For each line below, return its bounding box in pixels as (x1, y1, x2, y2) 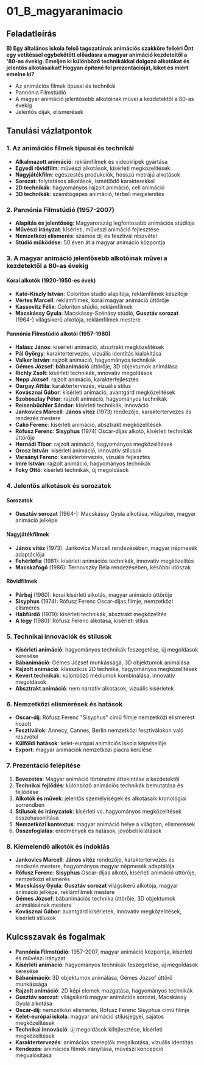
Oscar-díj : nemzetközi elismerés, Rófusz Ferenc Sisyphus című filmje (15, 1006, 190, 1013)
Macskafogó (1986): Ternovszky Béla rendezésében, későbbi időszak (15, 563, 191, 571)
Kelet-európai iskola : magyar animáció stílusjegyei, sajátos (15, 1013, 164, 1020)
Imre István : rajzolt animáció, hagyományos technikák (15, 460, 151, 467)
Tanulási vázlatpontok (6, 126, 93, 136)
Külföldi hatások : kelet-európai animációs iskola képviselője (15, 740, 167, 747)
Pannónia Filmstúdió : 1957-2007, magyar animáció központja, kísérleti (15, 948, 192, 955)
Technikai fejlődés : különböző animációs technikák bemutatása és (15, 781, 184, 789)
